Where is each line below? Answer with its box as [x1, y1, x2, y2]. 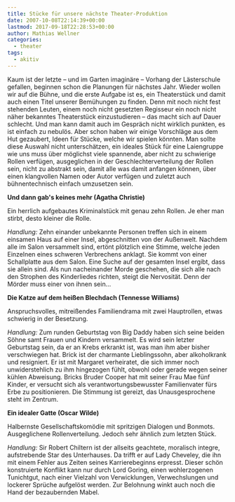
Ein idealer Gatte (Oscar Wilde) [7, 408, 100, 417]
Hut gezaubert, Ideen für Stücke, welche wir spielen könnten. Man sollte [7, 135, 216, 143]
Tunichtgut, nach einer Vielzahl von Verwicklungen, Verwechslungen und [7, 473, 219, 481]
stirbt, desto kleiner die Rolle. [7, 214, 92, 222]
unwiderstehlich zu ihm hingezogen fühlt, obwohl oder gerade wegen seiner [7, 365, 228, 374]
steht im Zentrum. [7, 395, 59, 403]
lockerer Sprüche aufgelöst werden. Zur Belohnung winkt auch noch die [7, 480, 215, 489]
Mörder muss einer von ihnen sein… [7, 280, 112, 288]
